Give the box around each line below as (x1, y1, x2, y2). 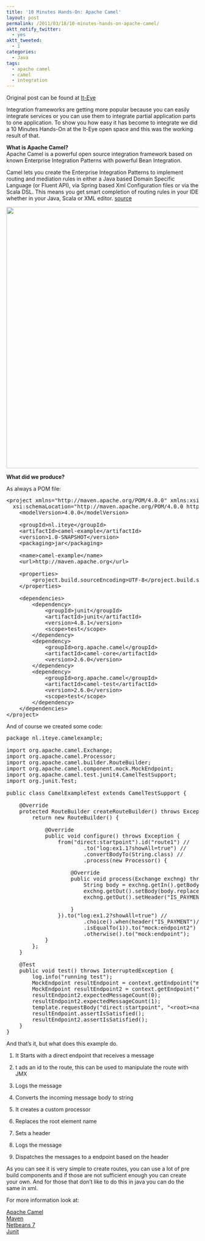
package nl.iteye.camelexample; (6, 735, 103, 741)
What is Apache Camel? (6, 144, 69, 151)
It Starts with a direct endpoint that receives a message (15, 1052, 154, 1059)
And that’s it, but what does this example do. (6, 1040, 118, 1048)
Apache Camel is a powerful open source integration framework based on (6, 151, 192, 158)
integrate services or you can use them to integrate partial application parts (6, 113, 196, 120)
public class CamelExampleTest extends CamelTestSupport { (6, 790, 187, 797)
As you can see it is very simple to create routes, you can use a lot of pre (6, 1165, 190, 1172)
